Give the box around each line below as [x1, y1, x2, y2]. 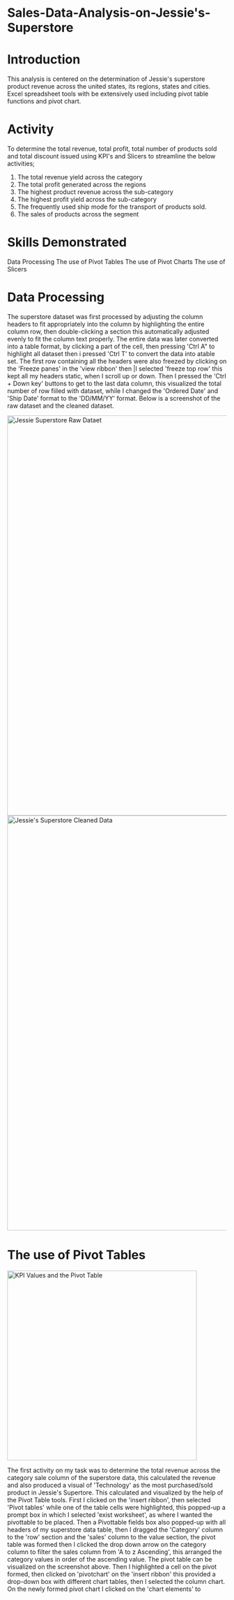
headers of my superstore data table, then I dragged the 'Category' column [7, 1525, 224, 1534]
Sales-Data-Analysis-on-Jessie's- [7, 5, 211, 21]
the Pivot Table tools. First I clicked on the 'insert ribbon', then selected [7, 1495, 211, 1504]
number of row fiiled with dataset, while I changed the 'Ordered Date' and [7, 386, 219, 395]
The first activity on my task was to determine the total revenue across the [7, 1466, 221, 1474]
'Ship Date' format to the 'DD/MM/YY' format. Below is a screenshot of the [7, 394, 221, 402]
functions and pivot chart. [7, 97, 81, 105]
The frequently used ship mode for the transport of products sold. [17, 202, 207, 211]
